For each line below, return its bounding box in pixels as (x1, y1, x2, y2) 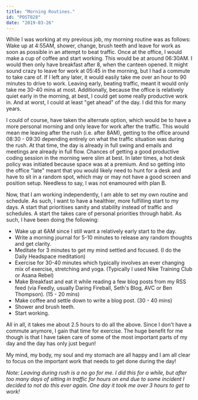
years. (6, 105, 22, 113)
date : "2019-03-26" (6, 20, 54, 25)
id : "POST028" (6, 14, 41, 20)
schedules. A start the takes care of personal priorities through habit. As (6, 210, 182, 217)
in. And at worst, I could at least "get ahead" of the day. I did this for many (6, 99, 186, 106)
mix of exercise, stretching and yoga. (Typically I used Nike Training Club (14, 265, 193, 273)
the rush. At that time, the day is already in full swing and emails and (6, 142, 173, 149)
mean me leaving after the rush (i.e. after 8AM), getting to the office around (6, 129, 190, 136)
